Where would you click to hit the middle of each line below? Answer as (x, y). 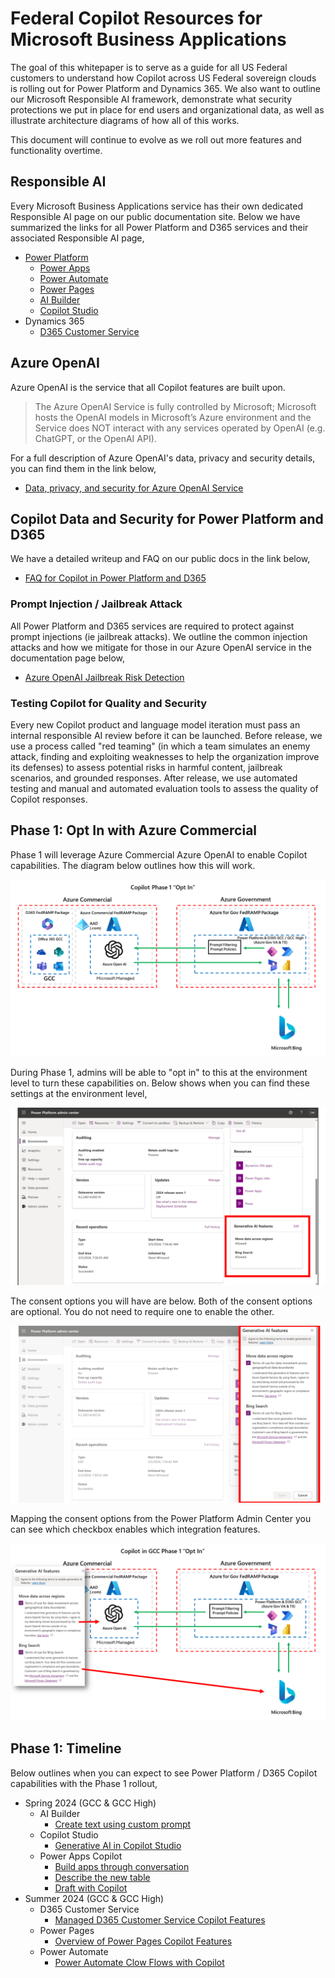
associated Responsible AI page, (77, 238)
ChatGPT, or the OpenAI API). (95, 438)
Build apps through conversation (122, 1866)
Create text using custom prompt (123, 1824)
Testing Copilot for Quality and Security (109, 703)
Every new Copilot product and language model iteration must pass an (155, 724)
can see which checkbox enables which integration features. (135, 1529)
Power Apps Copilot (81, 1856)
